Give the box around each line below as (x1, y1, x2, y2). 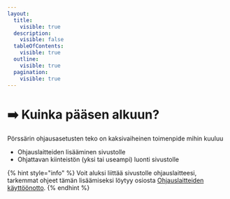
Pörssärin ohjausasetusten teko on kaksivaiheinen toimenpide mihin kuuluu (7, 134, 224, 143)
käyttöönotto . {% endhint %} (7, 184, 90, 192)
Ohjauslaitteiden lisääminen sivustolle (17, 148, 126, 156)
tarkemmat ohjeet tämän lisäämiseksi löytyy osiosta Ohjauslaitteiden (7, 176, 204, 185)
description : (13, 29, 52, 37)
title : (13, 17, 33, 24)
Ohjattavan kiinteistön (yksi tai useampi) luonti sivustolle (17, 155, 180, 164)
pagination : (13, 68, 49, 75)
